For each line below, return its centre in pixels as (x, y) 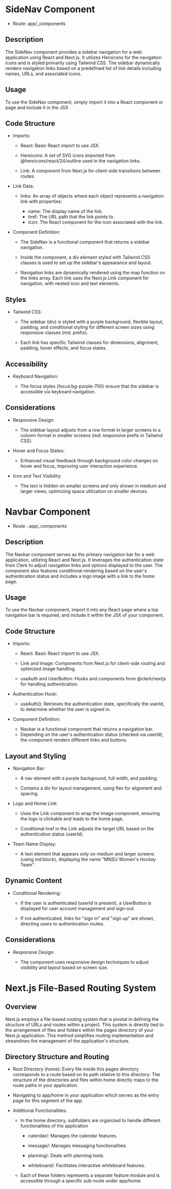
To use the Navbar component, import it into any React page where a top (82, 610)
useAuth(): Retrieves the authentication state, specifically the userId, (92, 704)
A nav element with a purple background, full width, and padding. (89, 778)
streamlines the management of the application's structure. (68, 1041)
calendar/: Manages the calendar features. (73, 1136)
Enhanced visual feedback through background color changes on (89, 460)
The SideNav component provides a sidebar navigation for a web (74, 52)
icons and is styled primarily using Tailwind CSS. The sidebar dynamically (83, 63)
